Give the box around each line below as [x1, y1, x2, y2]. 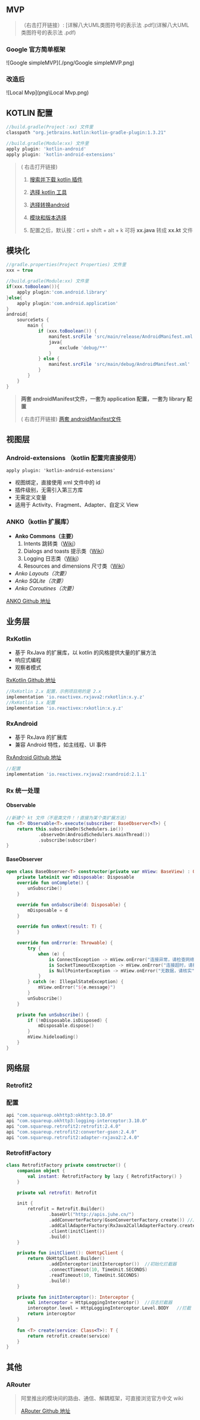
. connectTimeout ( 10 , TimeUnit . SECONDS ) [48, 1267, 148, 1273]
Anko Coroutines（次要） [14, 584, 77, 592]
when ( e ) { [37, 951, 65, 957]
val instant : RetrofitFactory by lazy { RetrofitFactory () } [27, 1173, 183, 1179]
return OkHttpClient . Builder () [27, 1256, 105, 1262]
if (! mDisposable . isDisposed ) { [27, 1017, 108, 1023]
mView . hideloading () [27, 1034, 79, 1040]
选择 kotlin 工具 [29, 188, 67, 196]
